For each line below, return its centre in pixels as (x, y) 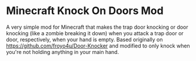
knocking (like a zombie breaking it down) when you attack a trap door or (95, 33)
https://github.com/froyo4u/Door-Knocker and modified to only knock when (98, 46)
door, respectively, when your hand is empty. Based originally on (84, 39)
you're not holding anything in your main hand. (63, 52)
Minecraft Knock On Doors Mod (85, 11)
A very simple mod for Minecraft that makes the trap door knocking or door (97, 27)
